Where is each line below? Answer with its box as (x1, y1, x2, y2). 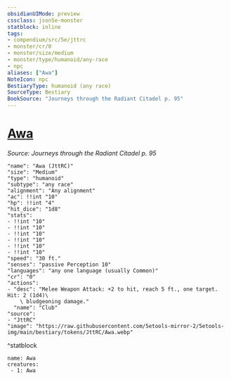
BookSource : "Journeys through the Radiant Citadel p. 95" (7, 96, 184, 103)
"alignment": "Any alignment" (7, 187, 96, 194)
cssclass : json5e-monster (7, 17, 83, 24)
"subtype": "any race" (7, 181, 74, 188)
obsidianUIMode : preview (7, 10, 80, 18)
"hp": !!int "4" (7, 199, 55, 206)
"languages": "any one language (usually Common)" (7, 267, 159, 274)
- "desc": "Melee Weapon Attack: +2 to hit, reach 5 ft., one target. (7, 286, 218, 293)
